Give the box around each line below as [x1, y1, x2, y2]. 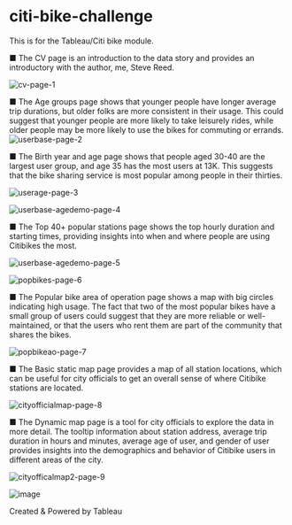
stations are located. [9, 382, 84, 393]
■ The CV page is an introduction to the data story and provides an [9, 52, 255, 63]
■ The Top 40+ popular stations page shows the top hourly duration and [9, 221, 275, 232]
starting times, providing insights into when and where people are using [9, 230, 271, 241]
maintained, [9, 320, 52, 330]
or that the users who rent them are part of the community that [53, 320, 283, 330]
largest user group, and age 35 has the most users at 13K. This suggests [9, 160, 273, 171]
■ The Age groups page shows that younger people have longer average [9, 96, 277, 107]
